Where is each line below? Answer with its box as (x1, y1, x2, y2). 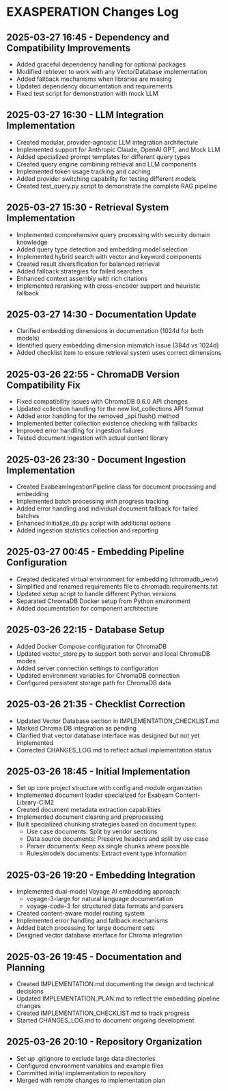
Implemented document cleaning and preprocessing (16, 813, 164, 821)
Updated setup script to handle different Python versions (16, 589, 177, 598)
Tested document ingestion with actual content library (16, 434, 169, 442)
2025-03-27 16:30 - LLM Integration (6, 109, 165, 121)
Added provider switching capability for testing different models (16, 174, 197, 182)
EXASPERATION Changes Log (6, 4, 179, 20)
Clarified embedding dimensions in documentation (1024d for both (16, 327, 204, 335)
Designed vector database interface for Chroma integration (16, 931, 183, 940)
